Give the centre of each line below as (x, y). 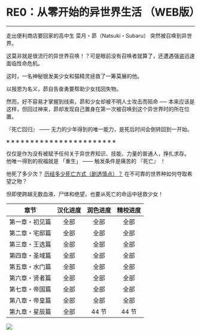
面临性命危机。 (25, 63)
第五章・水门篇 (31, 267)
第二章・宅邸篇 (31, 233)
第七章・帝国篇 (31, 289)
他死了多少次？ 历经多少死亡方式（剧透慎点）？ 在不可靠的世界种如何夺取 (97, 174)
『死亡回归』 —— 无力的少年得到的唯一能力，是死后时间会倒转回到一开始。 (99, 129)
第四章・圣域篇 (31, 255)
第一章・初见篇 (31, 222)
